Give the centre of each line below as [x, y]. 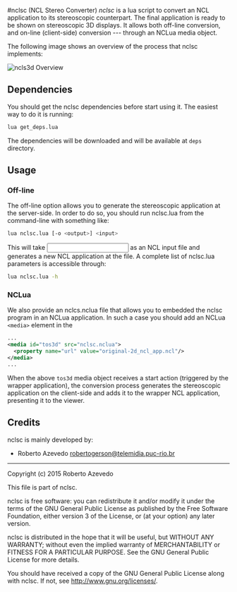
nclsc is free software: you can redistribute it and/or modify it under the [111, 501]
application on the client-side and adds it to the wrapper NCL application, [114, 393]
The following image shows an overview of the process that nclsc [103, 46]
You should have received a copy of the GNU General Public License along [116, 573]
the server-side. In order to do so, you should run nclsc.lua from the [106, 213]
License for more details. [43, 560]
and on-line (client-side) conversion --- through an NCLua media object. [112, 32]
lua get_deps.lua [33, 127]
